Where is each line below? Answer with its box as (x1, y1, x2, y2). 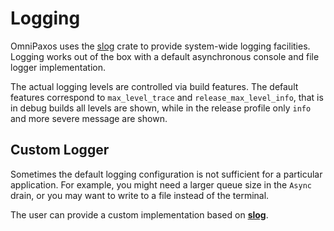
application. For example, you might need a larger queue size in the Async (10, 178, 312, 191)
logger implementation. (10, 61, 106, 73)
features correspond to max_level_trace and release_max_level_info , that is (10, 91, 324, 103)
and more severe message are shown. (10, 112, 168, 124)
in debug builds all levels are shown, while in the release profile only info (10, 102, 312, 114)
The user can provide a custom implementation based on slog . (10, 208, 269, 221)
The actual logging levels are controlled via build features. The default (10, 80, 299, 92)
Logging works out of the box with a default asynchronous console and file (10, 50, 320, 62)
